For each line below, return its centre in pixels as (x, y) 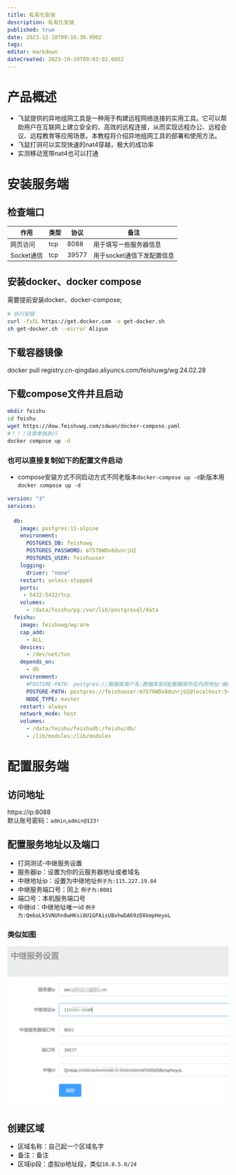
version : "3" (26, 499)
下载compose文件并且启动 (65, 394)
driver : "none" (48, 573)
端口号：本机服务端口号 (51, 898)
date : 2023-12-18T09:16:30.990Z (54, 37)
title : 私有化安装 (32, 15)
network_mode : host (48, 714)
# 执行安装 (21, 314)
